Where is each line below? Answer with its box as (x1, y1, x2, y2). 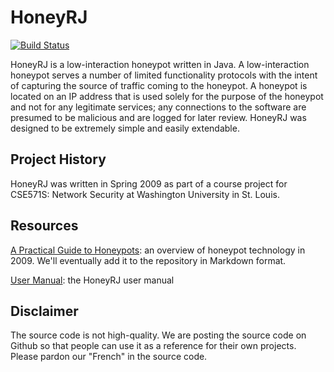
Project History (10, 151, 107, 168)
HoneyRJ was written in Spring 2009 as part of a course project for (10, 177, 288, 190)
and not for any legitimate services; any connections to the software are (10, 101, 307, 113)
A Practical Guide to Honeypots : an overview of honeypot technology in (10, 244, 306, 256)
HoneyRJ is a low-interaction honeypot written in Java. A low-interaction (10, 58, 310, 70)
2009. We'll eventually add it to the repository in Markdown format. (10, 254, 287, 266)
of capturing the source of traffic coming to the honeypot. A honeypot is (10, 79, 308, 91)
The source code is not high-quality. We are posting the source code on (10, 329, 307, 341)
